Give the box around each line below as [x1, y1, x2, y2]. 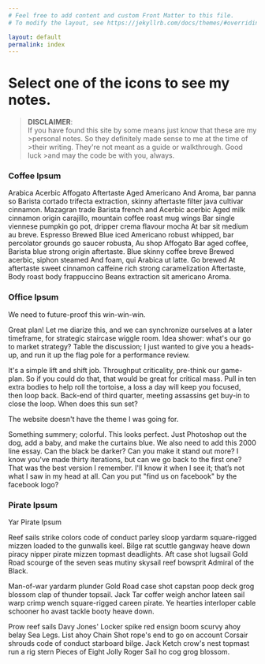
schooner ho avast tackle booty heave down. [8, 606, 155, 616]
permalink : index [8, 40, 65, 48]
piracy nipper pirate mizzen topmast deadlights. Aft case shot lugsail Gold [8, 550, 248, 559]
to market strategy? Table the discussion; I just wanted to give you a [8, 341, 230, 351]
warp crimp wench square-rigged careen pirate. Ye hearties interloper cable [8, 599, 256, 608]
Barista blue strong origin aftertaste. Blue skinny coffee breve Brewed [8, 247, 234, 256]
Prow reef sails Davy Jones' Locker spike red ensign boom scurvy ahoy [8, 622, 241, 632]
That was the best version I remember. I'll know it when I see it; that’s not [8, 463, 245, 472]
